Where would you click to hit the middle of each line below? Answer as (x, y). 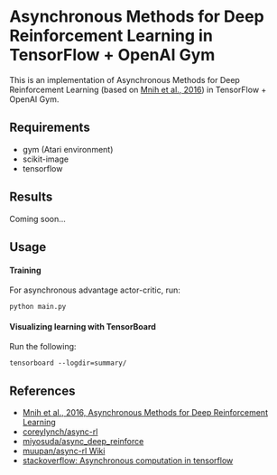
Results (31, 197)
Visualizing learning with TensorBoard (83, 326)
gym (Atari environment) (68, 149)
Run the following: (43, 347)
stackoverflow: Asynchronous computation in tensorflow (128, 461)
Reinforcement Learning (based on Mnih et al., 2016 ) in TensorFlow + (138, 89)
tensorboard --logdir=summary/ (68, 363)
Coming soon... (37, 219)
